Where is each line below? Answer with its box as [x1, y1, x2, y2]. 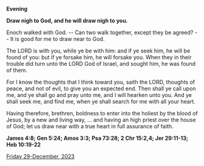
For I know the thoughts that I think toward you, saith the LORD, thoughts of [6, 79, 195, 85]
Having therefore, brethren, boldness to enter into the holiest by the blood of [6, 110, 198, 117]
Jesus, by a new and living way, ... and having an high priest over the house [6, 116, 196, 123]
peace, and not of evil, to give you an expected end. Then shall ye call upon [6, 85, 196, 92]
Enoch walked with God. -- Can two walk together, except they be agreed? [6, 29, 194, 36]
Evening [6, 5, 28, 12]
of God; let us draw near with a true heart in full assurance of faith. [6, 123, 174, 130]
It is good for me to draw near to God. [10, 35, 105, 42]
